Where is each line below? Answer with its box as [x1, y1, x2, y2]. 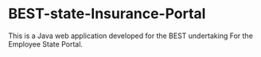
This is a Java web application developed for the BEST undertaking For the [8, 31, 253, 40]
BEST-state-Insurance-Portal [8, 5, 206, 23]
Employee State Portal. [8, 39, 84, 48]
